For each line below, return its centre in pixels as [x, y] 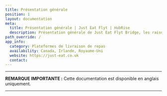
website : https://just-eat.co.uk [44, 55]
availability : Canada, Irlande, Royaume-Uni [56, 51]
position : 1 [17, 14]
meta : [11, 23]
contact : [19, 60]
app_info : [15, 42]
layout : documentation [29, 19]
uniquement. [18, 84]
